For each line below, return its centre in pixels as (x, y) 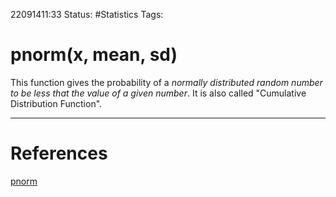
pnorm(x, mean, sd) (94, 55)
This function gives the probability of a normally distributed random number (166, 82)
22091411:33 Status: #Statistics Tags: (87, 14)
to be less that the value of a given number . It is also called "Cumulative (158, 93)
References (59, 153)
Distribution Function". (56, 103)
